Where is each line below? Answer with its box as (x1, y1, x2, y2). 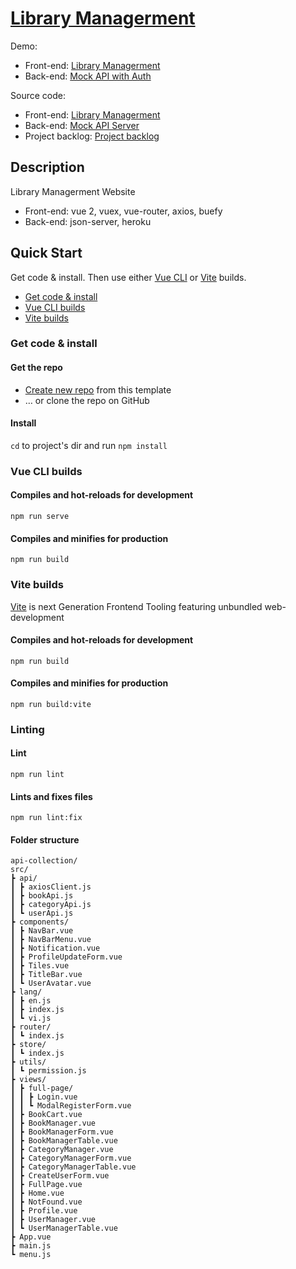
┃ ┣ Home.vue (10, 1188, 65, 1199)
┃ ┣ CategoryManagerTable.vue (10, 1162, 137, 1172)
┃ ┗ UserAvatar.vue (10, 978, 92, 989)
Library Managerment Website (10, 185, 136, 197)
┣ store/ (10, 1040, 47, 1050)
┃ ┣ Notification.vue (10, 943, 101, 954)
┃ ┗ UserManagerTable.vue (10, 1223, 118, 1234)
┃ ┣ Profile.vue (10, 1206, 78, 1216)
